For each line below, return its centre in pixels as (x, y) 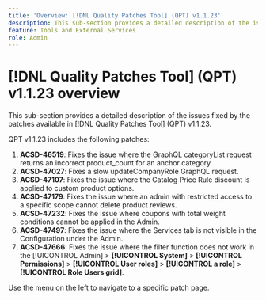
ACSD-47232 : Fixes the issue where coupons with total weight (122, 214)
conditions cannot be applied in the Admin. (89, 222)
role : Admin (28, 38)
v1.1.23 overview (64, 94)
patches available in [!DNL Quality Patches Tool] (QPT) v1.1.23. (110, 124)
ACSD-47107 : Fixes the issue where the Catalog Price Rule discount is (135, 180)
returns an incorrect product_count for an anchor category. (116, 163)
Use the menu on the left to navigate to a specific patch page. (109, 288)
